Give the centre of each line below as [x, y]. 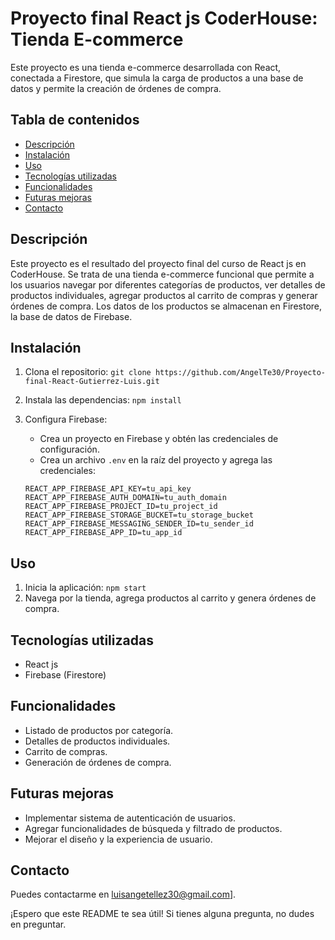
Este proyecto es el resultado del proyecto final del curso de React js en [158, 263]
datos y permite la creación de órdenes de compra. [116, 88]
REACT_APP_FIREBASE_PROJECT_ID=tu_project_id [121, 507]
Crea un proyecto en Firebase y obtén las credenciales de [159, 439]
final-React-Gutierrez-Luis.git [92, 382]
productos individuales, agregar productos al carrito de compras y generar [164, 295]
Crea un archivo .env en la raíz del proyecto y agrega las [156, 460]
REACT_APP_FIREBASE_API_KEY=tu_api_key [108, 489]
